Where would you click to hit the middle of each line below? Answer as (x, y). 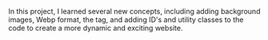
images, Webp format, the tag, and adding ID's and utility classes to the (126, 20)
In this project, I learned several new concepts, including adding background (134, 11)
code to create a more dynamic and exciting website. (96, 28)
